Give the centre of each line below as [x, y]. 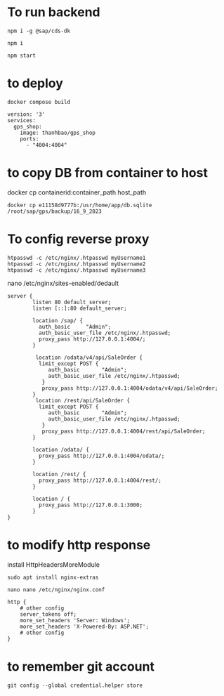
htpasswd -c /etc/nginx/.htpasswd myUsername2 [77, 264]
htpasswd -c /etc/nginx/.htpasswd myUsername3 [77, 270]
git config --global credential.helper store [75, 685]
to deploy [35, 83]
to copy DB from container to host [108, 173]
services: [22, 120]
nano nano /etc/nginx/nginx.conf [56, 590]
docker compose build [39, 102]
